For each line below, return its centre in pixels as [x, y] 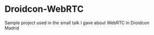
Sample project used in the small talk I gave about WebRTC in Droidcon [77, 23]
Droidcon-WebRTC [44, 9]
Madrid [12, 28]
